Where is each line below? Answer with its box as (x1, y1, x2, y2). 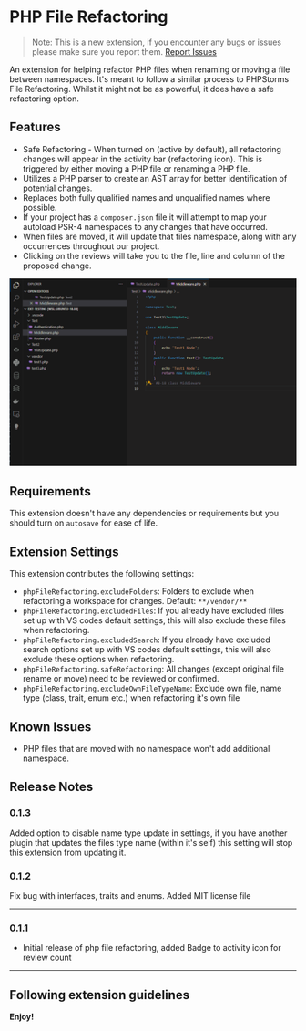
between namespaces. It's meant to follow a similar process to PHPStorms (9, 73, 290, 84)
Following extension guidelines (9, 987, 189, 1003)
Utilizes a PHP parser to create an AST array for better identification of (22, 172, 288, 183)
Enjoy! (9, 1011, 35, 1023)
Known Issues (9, 719, 92, 734)
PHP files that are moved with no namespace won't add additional (22, 743, 270, 754)
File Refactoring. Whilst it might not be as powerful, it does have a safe (9, 83, 275, 94)
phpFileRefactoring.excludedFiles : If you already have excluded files (22, 605, 285, 617)
